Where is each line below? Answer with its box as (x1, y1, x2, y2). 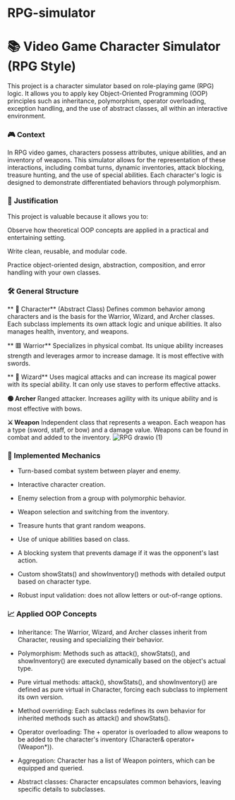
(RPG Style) (7, 59, 76, 75)
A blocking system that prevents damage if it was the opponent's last (17, 549, 219, 557)
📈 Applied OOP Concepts (7, 609, 97, 619)
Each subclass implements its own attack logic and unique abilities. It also (7, 320, 222, 329)
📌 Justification (7, 196, 59, 206)
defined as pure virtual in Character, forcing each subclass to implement (17, 685, 228, 693)
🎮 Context (7, 130, 46, 140)
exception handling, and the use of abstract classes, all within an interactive (7, 104, 228, 113)
